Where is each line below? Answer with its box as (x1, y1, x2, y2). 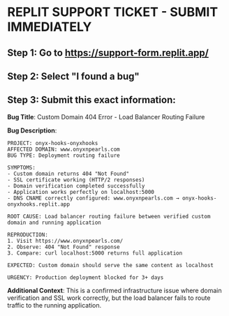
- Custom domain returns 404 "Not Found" (7, 170, 130, 177)
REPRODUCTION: (7, 231, 49, 238)
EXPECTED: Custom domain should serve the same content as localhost (7, 262, 214, 269)
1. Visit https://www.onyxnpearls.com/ (7, 237, 124, 244)
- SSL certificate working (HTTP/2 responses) (7, 176, 145, 183)
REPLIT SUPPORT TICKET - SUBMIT (7, 4, 219, 20)
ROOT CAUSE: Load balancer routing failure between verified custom (7, 213, 211, 220)
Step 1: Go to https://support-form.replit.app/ (7, 47, 209, 59)
